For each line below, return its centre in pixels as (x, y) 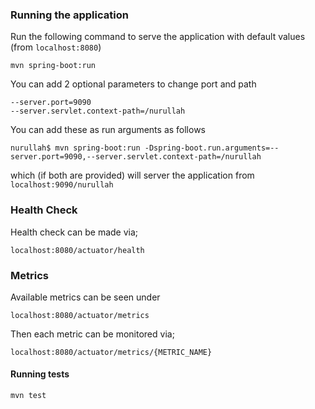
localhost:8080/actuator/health (77, 250)
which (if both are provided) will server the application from (132, 175)
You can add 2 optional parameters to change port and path (133, 84)
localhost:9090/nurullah (62, 185)
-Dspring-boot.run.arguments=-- (212, 148)
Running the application (69, 15)
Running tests (40, 374)
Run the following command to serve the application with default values (158, 37)
